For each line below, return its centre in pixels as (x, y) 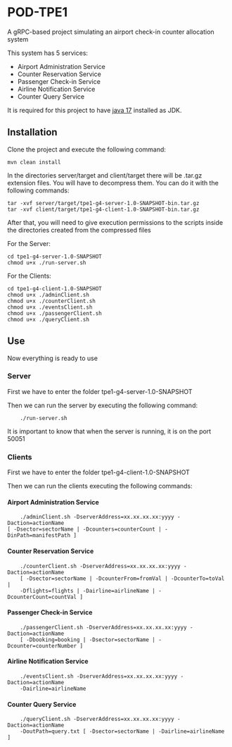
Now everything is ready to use (53, 358)
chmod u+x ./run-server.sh (47, 263)
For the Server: (29, 243)
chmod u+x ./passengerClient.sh (54, 313)
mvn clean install (34, 162)
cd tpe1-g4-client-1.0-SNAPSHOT (54, 289)
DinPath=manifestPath (39, 536)
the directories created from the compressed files (79, 230)
